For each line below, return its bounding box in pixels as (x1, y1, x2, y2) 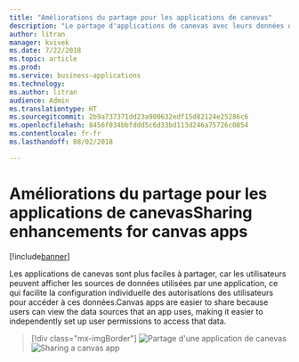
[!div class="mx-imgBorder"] (30, 333, 138, 343)
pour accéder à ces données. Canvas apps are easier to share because (9, 296, 269, 308)
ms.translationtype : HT (9, 104, 98, 113)
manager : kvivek (9, 37, 69, 47)
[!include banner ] (9, 251, 70, 261)
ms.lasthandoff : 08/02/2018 (9, 137, 114, 146)
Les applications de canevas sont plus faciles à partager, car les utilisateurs (9, 268, 287, 279)
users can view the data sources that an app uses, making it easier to (9, 306, 264, 317)
